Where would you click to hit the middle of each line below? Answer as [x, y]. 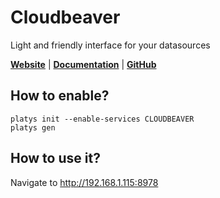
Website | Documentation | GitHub [83, 64]
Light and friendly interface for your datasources [110, 45]
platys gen [33, 127]
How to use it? [55, 158]
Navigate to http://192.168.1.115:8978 [84, 182]
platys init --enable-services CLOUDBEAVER [102, 119]
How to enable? [60, 96]
